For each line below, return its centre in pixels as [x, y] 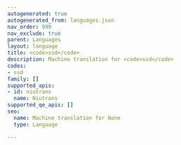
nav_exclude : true [34, 33]
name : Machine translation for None [67, 118]
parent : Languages [34, 40]
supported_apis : [31, 85]
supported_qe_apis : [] [40, 105]
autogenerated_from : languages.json [61, 20]
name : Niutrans [36, 99]
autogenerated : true [38, 14]
